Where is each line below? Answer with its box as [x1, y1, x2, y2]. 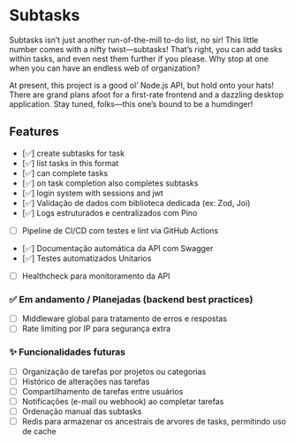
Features [9, 125, 59, 140]
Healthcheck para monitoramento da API [21, 271, 170, 281]
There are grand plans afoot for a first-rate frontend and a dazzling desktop [9, 89, 284, 100]
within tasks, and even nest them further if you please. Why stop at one [9, 53, 269, 64]
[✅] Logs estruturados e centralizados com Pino [21, 207, 198, 218]
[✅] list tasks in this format [21, 157, 119, 168]
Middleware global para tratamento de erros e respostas [21, 313, 228, 324]
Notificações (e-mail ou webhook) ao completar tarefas [21, 395, 224, 407]
